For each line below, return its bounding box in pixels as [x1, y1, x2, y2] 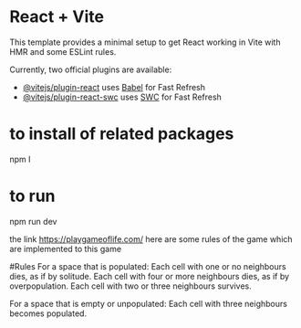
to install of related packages [9, 123, 234, 144]
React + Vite [9, 6, 105, 27]
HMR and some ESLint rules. [9, 46, 117, 57]
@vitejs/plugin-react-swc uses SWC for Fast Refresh [22, 91, 222, 102]
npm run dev [9, 216, 57, 227]
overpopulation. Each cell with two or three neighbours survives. [9, 280, 253, 291]
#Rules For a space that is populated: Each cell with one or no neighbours [9, 260, 286, 271]
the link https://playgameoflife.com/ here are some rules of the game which [9, 233, 294, 244]
